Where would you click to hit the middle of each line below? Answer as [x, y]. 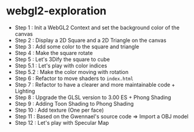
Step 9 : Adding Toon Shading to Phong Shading [74, 103]
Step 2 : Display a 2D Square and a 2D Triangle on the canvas [90, 40]
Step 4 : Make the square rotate [54, 53]
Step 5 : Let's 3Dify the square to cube [62, 59]
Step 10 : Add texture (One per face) [59, 110]
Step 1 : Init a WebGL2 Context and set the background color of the [97, 27]
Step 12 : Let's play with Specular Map [62, 122]
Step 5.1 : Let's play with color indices [61, 65]
